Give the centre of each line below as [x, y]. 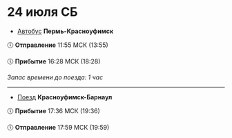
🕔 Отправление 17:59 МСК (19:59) [58, 127]
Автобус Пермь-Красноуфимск [65, 31]
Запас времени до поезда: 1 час [55, 77]
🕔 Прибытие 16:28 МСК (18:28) [54, 61]
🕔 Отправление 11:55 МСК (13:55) [58, 45]
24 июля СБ [42, 12]
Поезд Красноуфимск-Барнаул [65, 97]
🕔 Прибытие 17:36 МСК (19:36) [54, 110]
